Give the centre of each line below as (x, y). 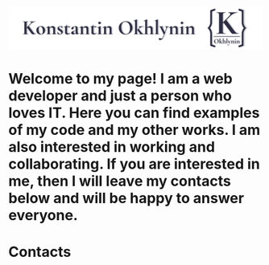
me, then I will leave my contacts (120, 181)
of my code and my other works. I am (134, 130)
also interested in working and (112, 147)
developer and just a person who (120, 96)
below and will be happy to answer (126, 198)
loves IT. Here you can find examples (134, 113)
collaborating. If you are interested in (134, 164)
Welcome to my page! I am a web (120, 78)
